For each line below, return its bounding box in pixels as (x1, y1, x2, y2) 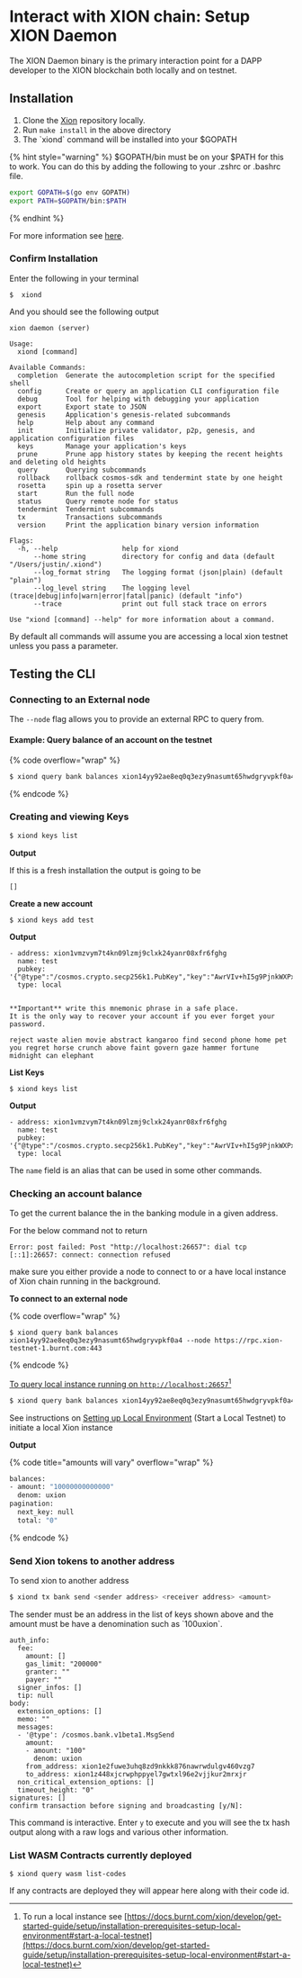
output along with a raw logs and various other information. (9, 1826, 229, 1838)
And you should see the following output (9, 306, 159, 317)
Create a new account (9, 898, 93, 908)
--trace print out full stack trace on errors (32, 599, 268, 609)
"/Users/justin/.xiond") (9, 560, 102, 569)
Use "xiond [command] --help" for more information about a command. (9, 615, 276, 624)
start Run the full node (17, 489, 135, 498)
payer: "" (25, 1675, 63, 1684)
